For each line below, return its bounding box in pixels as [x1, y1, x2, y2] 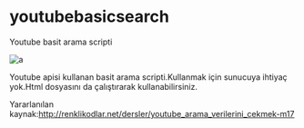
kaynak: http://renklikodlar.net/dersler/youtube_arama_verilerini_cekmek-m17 [9, 108, 295, 119]
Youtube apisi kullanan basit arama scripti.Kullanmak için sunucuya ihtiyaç [9, 71, 289, 83]
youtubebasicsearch [9, 6, 170, 27]
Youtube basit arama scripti [9, 36, 113, 47]
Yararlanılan [9, 98, 55, 110]
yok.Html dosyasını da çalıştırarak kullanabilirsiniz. [9, 81, 198, 92]
